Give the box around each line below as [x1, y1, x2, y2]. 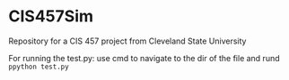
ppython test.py [8, 62, 69, 71]
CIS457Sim [8, 6, 94, 27]
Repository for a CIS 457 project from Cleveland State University [8, 36, 247, 46]
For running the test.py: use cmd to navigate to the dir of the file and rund [8, 52, 280, 63]
